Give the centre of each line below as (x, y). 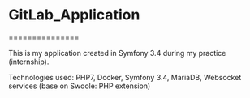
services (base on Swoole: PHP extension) (80, 86)
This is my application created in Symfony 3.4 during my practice (117, 53)
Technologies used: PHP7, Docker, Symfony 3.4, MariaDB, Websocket (125, 77)
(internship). (29, 62)
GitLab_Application (74, 15)
